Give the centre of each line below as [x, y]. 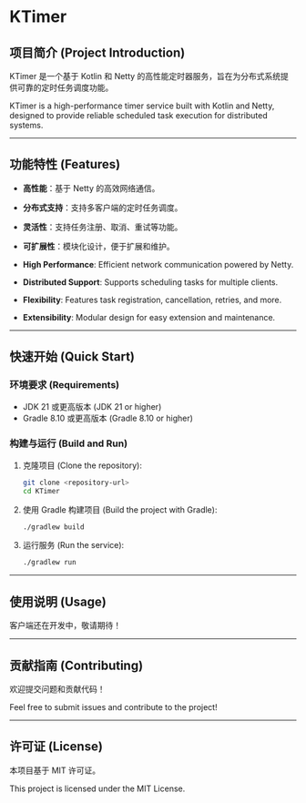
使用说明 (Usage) [58, 601]
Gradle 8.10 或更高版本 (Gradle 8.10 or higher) [108, 418]
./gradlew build [53, 527]
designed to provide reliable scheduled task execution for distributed [138, 115]
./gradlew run [49, 563]
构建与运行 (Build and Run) [69, 443]
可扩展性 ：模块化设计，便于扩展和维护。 [98, 246]
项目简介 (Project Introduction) [97, 52]
